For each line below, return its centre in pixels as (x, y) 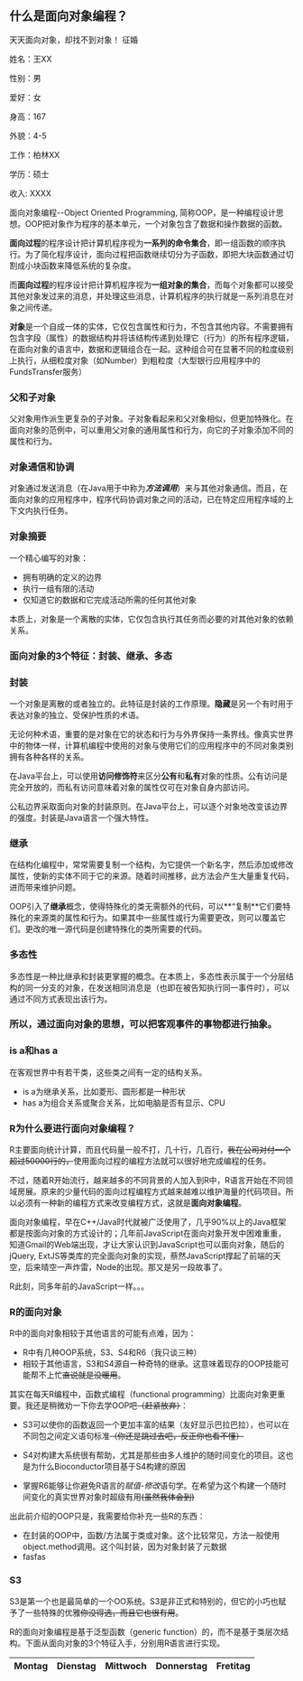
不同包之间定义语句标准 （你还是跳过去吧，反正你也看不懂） (133, 1436)
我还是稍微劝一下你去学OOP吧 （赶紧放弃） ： (107, 1406)
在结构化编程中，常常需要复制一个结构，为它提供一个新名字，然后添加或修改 (151, 864)
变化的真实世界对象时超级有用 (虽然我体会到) (113, 1497)
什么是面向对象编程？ (69, 16)
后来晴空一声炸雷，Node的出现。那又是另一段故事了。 (126, 1267)
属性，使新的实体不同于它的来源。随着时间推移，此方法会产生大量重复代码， (151, 876)
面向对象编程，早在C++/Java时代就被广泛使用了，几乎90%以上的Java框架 (148, 1222)
